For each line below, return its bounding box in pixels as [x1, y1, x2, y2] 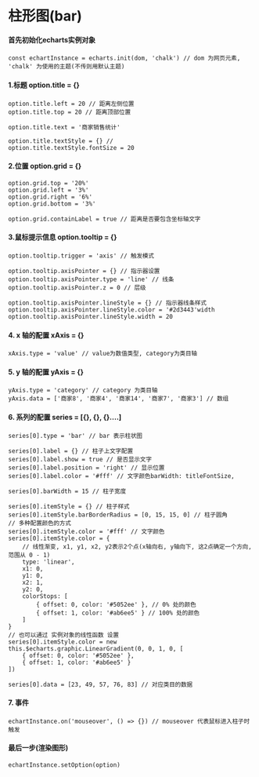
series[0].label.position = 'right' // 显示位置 [8, 464, 165, 472]
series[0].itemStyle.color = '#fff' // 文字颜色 [8, 527, 165, 535]
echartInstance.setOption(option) [8, 761, 121, 769]
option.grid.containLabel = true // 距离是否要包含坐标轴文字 [8, 215, 201, 223]
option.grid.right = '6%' [8, 193, 92, 201]
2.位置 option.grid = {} [8, 162, 82, 171]
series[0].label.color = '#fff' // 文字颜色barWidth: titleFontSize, [8, 472, 235, 480]
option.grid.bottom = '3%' [8, 199, 96, 208]
